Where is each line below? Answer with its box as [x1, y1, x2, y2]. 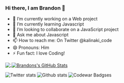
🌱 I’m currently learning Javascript [12, 21, 84, 27]
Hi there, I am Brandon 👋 [5, 4, 66, 11]
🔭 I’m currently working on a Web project [12, 16, 98, 22]
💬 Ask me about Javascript [12, 32, 69, 38]
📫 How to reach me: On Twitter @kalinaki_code [12, 37, 112, 43]
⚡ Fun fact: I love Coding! [12, 50, 65, 56]
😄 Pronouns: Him [12, 44, 49, 50]
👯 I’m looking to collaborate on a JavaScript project [12, 26, 119, 32]
